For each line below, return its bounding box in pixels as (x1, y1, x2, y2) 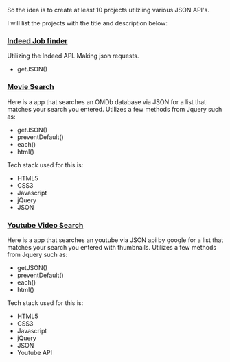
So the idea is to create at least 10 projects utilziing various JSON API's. (7, 6, 209, 14)
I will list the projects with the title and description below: (7, 19, 168, 27)
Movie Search (7, 82, 55, 92)
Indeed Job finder (7, 36, 68, 45)
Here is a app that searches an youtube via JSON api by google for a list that (7, 236, 224, 244)
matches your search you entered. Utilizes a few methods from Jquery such (7, 105, 222, 113)
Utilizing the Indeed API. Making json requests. (7, 51, 139, 60)
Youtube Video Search (7, 220, 84, 230)
